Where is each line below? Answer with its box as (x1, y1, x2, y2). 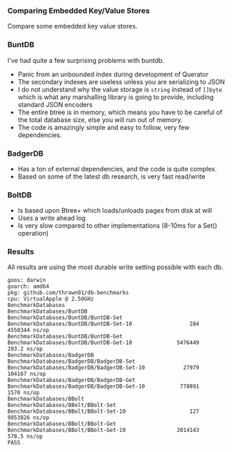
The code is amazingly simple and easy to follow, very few (17, 123, 190, 131)
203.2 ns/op (7, 346, 43, 353)
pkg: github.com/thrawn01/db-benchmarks (7, 289, 130, 296)
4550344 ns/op (7, 327, 50, 334)
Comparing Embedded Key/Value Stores (7, 6, 150, 16)
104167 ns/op (7, 371, 46, 378)
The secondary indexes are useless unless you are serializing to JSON (17, 77, 226, 86)
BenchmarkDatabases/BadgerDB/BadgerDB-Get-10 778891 (7, 383, 200, 391)
